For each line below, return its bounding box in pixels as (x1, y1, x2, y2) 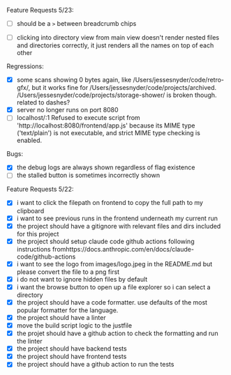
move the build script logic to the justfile (16, 321, 133, 330)
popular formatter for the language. (16, 306, 119, 314)
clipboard (16, 206, 45, 215)
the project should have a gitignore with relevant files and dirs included (16, 222, 221, 230)
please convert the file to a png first (16, 268, 120, 276)
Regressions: (6, 62, 45, 70)
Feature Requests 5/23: (6, 6, 74, 14)
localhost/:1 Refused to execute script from (16, 114, 140, 122)
